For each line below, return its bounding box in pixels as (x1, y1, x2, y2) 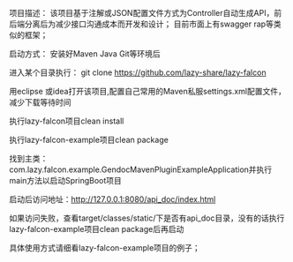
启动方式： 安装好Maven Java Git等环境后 (9, 49, 161, 59)
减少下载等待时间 (9, 97, 71, 108)
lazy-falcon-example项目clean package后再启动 (9, 224, 184, 234)
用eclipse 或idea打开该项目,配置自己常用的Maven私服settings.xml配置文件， (9, 86, 287, 96)
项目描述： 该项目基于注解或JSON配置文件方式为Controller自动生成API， (9, 8, 274, 18)
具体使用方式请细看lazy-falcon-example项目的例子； (9, 243, 200, 253)
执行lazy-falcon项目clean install (9, 116, 124, 126)
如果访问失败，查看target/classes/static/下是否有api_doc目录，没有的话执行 (9, 213, 285, 223)
